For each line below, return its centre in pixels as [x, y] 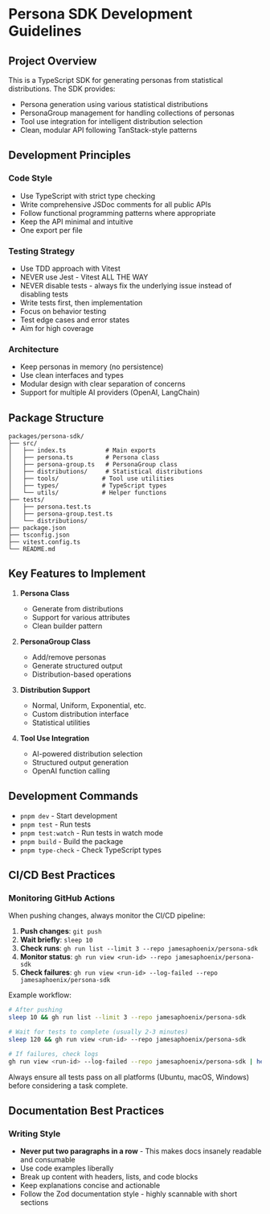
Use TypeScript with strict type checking [88, 196]
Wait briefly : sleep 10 [56, 940]
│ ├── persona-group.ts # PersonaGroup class [93, 465]
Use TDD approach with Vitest [70, 268]
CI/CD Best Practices [62, 875]
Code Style [31, 178]
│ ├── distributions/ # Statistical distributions [106, 472]
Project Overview [53, 61]
